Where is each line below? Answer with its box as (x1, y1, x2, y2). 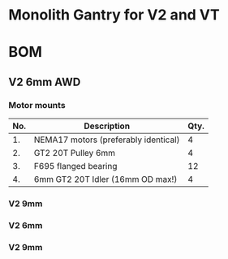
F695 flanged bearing (33, 161, 118, 172)
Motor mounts (8, 99, 67, 110)
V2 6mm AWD (8, 75, 81, 88)
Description (84, 120, 131, 132)
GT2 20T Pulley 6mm (33, 148, 116, 159)
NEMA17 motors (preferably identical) (33, 134, 180, 145)
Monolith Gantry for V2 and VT (8, 6, 221, 24)
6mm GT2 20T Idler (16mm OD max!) (33, 174, 178, 185)
